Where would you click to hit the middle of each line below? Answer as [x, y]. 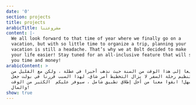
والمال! [21, 87]
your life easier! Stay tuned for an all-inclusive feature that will [99, 55]
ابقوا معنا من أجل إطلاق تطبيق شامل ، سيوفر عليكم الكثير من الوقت [95, 82]
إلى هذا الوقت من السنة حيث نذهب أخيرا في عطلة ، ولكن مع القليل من [96, 71]
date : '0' [18, 11]
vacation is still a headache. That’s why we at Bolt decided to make [99, 50]
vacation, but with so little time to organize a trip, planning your [99, 44]
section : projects [28, 17]
